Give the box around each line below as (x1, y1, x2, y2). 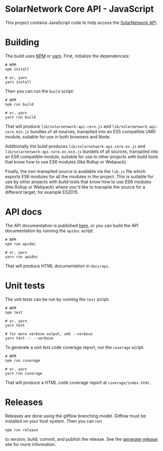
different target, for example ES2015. (5, 189, 79, 195)
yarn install (5, 79, 32, 84)
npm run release (5, 427, 38, 432)
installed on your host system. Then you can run (5, 418, 102, 424)
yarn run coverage (5, 371, 42, 376)
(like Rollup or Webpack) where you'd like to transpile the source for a (5, 184, 145, 190)
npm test (5, 310, 23, 315)
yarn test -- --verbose (5, 335, 54, 341)
